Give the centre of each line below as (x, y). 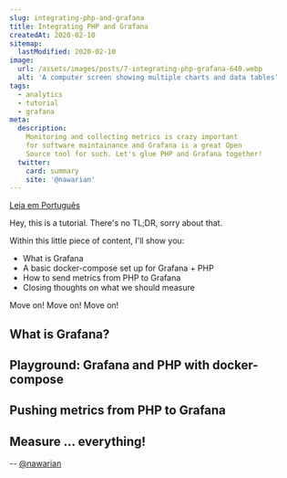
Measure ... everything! (77, 441)
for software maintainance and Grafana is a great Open (134, 145)
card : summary (52, 171)
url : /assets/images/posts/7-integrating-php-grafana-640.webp (140, 69)
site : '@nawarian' (61, 179)
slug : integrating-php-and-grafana (77, 18)
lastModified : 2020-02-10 (67, 52)
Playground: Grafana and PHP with (110, 365)
